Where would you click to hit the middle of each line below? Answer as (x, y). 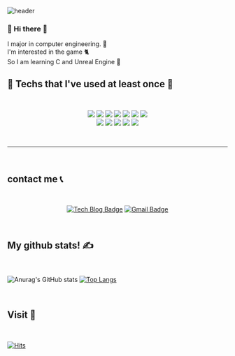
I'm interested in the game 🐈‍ (48, 52)
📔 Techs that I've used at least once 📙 (90, 84)
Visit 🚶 (22, 315)
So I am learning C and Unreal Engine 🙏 (64, 62)
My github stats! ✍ (50, 245)
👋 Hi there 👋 (27, 29)
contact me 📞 (35, 179)
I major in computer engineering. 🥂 (57, 44)
